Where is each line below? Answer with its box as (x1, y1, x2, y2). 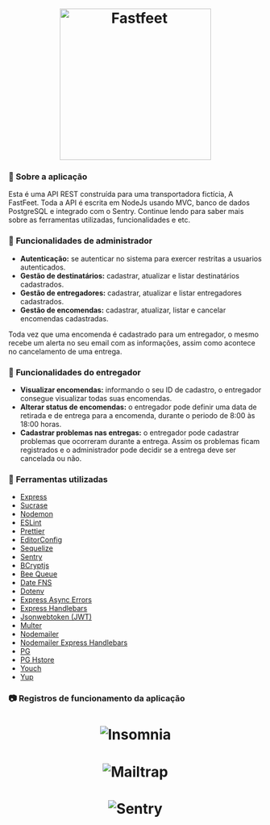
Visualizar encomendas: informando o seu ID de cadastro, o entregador (19, 385, 262, 395)
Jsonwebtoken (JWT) (19, 612, 93, 622)
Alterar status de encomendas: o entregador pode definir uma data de (19, 402, 257, 412)
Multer (19, 621, 43, 630)
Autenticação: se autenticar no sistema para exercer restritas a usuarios (19, 253, 262, 263)
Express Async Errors (19, 595, 93, 605)
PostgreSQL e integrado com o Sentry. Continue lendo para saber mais (8, 207, 244, 216)
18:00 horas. (19, 420, 62, 429)
